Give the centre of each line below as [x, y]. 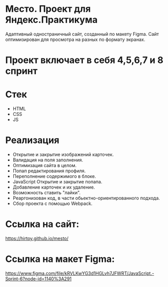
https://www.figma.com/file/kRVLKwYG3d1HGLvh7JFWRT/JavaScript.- [80, 273]
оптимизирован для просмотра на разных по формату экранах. [75, 39]
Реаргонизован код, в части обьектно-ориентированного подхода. [86, 198]
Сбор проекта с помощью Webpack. [52, 203]
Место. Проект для [48, 9]
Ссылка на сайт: [42, 224]
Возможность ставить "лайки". [47, 192]
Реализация [33, 140]
